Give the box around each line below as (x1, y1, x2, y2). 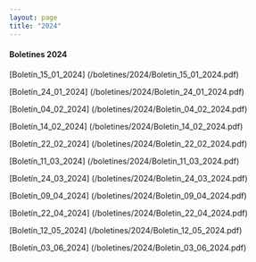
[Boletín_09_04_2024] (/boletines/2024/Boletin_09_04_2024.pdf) (9, 190, 247, 201)
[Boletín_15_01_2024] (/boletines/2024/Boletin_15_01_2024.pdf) (9, 69, 239, 80)
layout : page (9, 13, 58, 22)
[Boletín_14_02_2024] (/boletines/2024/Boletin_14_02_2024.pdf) (9, 121, 244, 131)
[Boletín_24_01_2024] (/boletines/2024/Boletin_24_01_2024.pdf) (9, 86, 245, 97)
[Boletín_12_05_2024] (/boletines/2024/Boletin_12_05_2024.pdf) (9, 224, 243, 235)
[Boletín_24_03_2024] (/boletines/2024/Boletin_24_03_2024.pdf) (9, 173, 248, 183)
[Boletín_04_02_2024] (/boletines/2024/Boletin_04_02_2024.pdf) (9, 104, 248, 114)
